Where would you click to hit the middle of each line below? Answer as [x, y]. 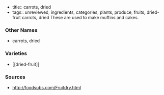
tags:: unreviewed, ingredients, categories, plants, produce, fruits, [79, 12]
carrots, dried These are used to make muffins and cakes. [80, 17]
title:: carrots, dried [31, 7]
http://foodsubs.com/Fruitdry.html [46, 87]
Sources [15, 77]
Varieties [16, 53]
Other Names [21, 30]
